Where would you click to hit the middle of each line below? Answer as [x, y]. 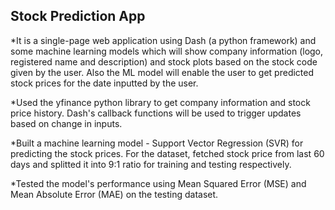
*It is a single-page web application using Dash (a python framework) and [163, 40]
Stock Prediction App [78, 16]
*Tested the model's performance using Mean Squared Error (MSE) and [158, 183]
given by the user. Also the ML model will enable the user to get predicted [162, 72]
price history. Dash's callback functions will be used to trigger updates [156, 113]
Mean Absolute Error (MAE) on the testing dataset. [114, 194]
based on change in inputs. [66, 123]
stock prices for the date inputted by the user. [104, 83]
